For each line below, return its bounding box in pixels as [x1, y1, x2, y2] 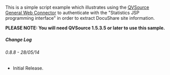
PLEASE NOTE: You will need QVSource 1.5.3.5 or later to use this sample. [5, 25, 165, 31]
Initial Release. [12, 65, 44, 71]
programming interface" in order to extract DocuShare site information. [5, 15, 155, 21]
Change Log [5, 36, 32, 43]
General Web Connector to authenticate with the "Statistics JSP [5, 10, 140, 16]
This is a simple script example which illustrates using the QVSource [5, 5, 150, 10]
